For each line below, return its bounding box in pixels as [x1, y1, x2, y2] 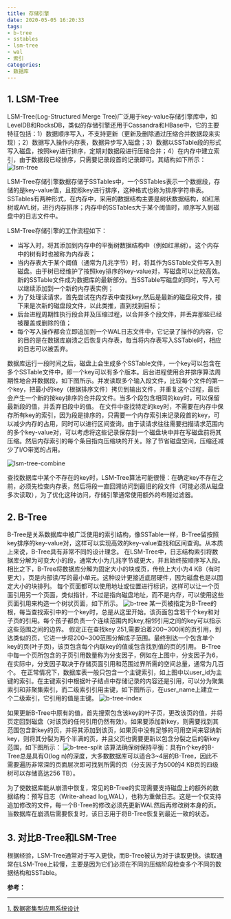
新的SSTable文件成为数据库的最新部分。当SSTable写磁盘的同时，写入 [16, 276, 214, 284]
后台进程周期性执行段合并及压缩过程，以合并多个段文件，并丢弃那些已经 [16, 310, 222, 319]
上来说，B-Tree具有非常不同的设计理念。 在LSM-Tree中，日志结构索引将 [7, 547, 212, 556]
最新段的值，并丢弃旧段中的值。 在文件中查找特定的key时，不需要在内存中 [7, 403, 218, 411]
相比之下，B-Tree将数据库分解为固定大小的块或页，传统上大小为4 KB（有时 [7, 565, 221, 573]
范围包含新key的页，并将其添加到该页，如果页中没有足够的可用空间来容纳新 [7, 726, 222, 734]
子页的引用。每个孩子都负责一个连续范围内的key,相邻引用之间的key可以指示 [7, 616, 221, 625]
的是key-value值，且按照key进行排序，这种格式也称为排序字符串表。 [12, 186, 208, 194]
